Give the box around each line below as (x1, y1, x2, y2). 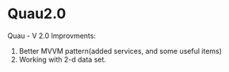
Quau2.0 (7, 5, 67, 23)
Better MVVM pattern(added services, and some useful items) (18, 46, 223, 55)
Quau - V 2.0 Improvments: (7, 31, 97, 40)
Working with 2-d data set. (18, 55, 106, 64)
